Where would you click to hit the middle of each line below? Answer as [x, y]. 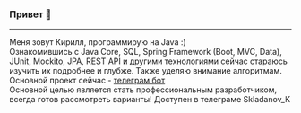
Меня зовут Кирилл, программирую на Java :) [98, 42]
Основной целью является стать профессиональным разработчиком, [143, 90]
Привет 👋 [30, 14]
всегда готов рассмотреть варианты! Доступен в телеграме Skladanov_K [150, 100]
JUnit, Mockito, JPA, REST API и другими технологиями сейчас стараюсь [149, 61]
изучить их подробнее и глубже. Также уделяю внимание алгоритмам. [146, 71]
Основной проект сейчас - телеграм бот [87, 81]
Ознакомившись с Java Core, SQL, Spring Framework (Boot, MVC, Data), [146, 52]
